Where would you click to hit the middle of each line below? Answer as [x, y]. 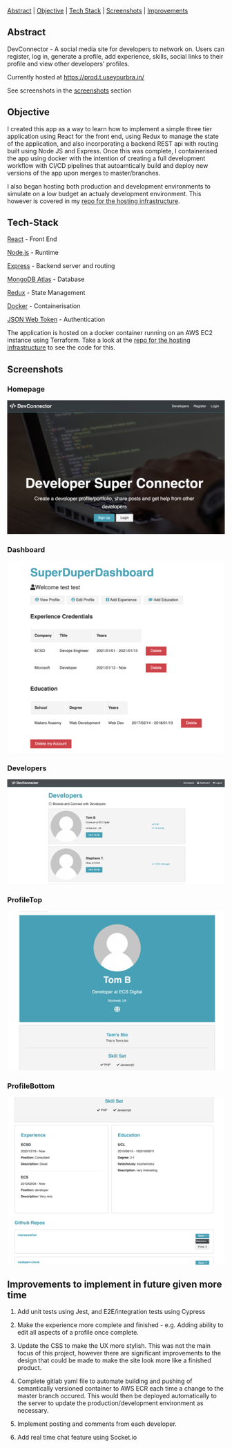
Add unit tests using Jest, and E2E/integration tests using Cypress [111, 1312]
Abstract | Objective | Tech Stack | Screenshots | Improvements [98, 11]
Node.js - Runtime [33, 253]
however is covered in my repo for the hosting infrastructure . [94, 201]
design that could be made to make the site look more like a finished [114, 1360]
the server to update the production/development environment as [110, 1403]
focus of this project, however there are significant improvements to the [119, 1353]
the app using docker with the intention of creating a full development [106, 158]
